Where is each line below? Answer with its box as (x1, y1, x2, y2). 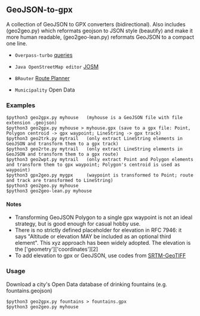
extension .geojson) (6, 120, 58, 126)
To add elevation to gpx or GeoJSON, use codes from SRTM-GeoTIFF (14, 252, 186, 259)
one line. (6, 39, 28, 47)
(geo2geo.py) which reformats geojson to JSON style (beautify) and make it (6, 27, 193, 34)
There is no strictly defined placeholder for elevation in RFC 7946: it (14, 227, 182, 234)
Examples (6, 101, 36, 110)
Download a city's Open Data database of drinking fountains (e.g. (6, 281, 167, 288)
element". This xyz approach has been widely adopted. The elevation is (14, 239, 191, 247)
